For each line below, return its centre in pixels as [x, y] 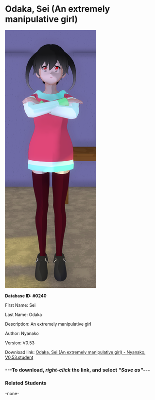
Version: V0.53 [20, 343]
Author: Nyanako [22, 333]
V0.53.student [19, 357]
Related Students [26, 383]
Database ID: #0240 [26, 296]
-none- [12, 394]
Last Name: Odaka [24, 315]
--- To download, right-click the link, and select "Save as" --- [78, 370]
